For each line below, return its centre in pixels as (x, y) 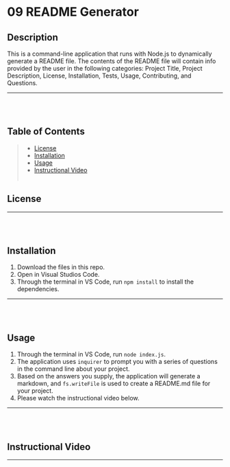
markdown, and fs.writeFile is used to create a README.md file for (114, 384)
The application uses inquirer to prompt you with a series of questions (117, 362)
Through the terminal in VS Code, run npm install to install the (105, 282)
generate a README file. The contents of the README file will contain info (112, 61)
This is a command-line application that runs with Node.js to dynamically (110, 54)
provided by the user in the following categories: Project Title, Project (105, 68)
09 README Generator (73, 12)
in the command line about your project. (73, 369)
